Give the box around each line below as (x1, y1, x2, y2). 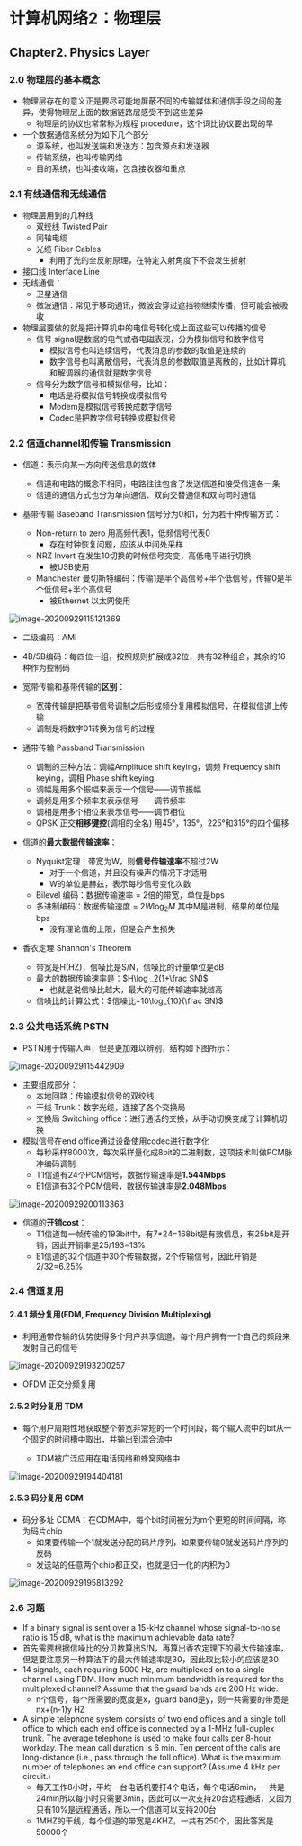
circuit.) (22, 1771, 51, 1782)
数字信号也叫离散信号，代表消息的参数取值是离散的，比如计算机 (49, 357, 286, 367)
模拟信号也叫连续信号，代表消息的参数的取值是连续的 (49, 345, 247, 356)
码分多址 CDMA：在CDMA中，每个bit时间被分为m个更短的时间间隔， (22, 1515, 279, 1525)
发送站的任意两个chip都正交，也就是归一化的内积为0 (35, 1560, 231, 1570)
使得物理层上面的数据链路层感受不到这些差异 (38, 106, 204, 117)
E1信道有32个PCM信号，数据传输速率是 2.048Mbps (35, 1181, 227, 1191)
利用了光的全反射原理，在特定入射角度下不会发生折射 (49, 255, 247, 266)
